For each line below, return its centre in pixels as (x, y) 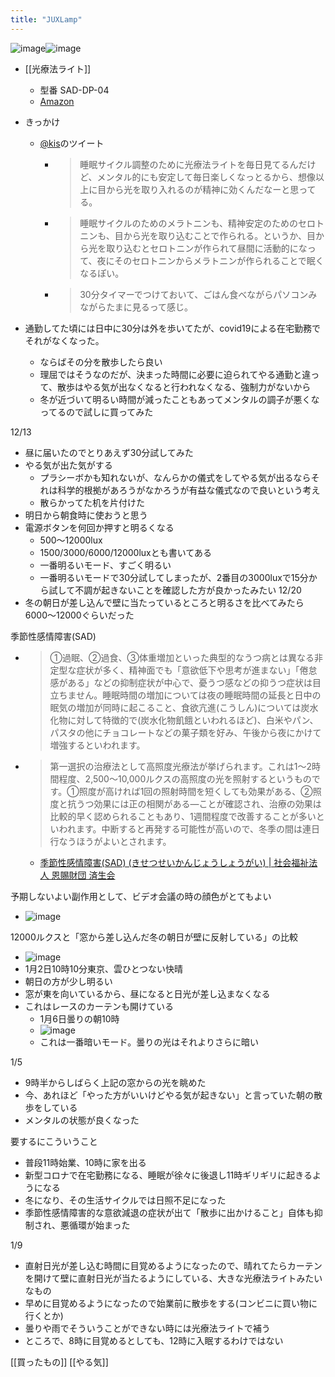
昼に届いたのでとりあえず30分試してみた (109, 452)
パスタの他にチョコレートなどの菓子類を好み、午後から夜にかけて (185, 732)
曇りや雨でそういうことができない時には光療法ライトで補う (147, 1328)
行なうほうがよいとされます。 (110, 841)
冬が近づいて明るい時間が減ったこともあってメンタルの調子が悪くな (179, 399)
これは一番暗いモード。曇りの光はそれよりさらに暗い (149, 1042)
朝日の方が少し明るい (68, 981)
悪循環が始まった (95, 1225)
